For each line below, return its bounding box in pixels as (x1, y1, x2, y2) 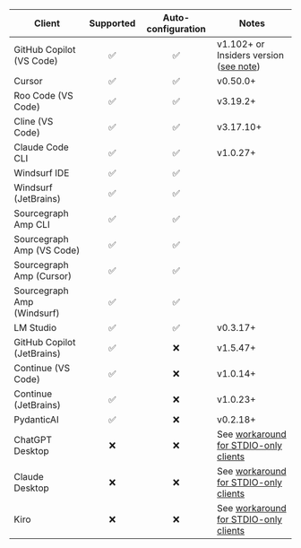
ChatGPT (13, 434, 52, 446)
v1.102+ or (216, 38, 265, 50)
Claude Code (13, 141, 69, 153)
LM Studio (13, 322, 57, 334)
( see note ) (216, 60, 262, 73)
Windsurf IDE (13, 167, 70, 178)
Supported (89, 17, 136, 30)
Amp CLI (13, 219, 51, 231)
